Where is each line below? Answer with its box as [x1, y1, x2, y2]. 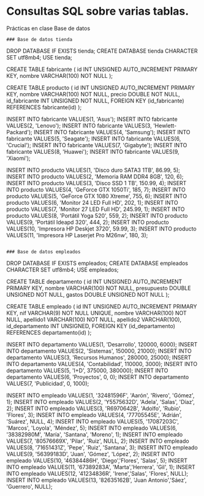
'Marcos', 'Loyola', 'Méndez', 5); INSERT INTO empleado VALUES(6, [6, 424, 178, 432]
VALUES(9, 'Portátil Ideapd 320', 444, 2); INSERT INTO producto [6, 218, 170, 226]
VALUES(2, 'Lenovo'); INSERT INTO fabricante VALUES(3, [6, 121, 152, 129]
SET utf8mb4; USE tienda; [6, 53, 72, 61]
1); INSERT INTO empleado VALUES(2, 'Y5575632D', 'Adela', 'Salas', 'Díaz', [6, 398, 195, 405]
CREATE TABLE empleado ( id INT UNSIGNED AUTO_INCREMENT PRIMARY [6, 302, 197, 310]
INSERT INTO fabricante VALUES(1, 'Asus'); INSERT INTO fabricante [6, 115, 178, 123]
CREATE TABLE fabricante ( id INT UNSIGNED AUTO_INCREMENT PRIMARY [6, 66, 198, 73]
